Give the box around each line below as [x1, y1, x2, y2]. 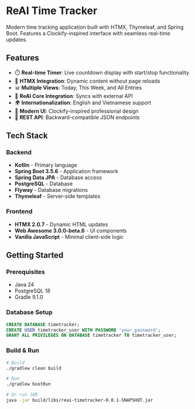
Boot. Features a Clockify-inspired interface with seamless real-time [6, 29, 171, 36]
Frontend [6, 207, 33, 215]
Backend [6, 148, 32, 157]
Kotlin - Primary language [14, 161, 77, 168]
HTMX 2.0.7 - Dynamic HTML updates [14, 221, 108, 228]
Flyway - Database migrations [14, 187, 88, 194]
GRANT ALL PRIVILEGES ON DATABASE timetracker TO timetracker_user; [6, 333, 177, 339]
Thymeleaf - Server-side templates [14, 192, 101, 200]
